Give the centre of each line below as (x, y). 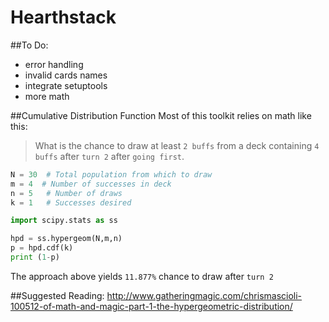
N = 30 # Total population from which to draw (111, 174)
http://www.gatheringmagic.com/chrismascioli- (204, 295)
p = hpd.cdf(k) (42, 248)
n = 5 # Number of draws (66, 193)
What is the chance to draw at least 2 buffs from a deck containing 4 (177, 145)
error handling (54, 64)
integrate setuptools (66, 85)
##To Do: (29, 45)
